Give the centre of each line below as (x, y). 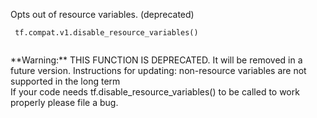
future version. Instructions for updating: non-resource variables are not (158, 70)
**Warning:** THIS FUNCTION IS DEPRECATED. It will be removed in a (156, 60)
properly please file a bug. (64, 102)
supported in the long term (65, 81)
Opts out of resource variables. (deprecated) (102, 14)
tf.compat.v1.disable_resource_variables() (106, 33)
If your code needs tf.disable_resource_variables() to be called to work (155, 92)
